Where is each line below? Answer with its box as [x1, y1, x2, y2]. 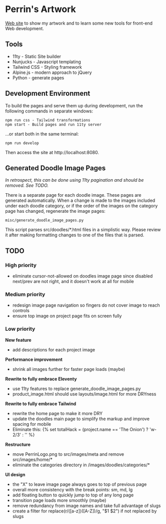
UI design [5, 471, 25, 477]
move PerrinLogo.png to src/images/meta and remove [12, 451, 124, 457]
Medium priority [5, 291, 45, 298]
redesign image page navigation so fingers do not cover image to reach [12, 302, 160, 308]
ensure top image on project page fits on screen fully [12, 313, 122, 319]
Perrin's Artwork [5, 4, 76, 15]
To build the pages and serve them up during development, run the [5, 102, 143, 108]
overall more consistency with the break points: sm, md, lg [12, 486, 133, 492]
